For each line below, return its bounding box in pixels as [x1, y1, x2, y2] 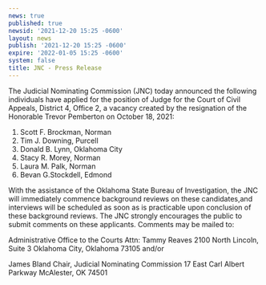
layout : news [8, 34, 52, 43]
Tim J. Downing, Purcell [19, 136, 99, 145]
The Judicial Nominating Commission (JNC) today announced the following [8, 86, 257, 96]
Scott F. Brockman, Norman [19, 127, 112, 136]
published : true [8, 19, 62, 27]
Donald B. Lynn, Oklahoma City [19, 144, 123, 153]
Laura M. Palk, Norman [19, 161, 96, 171]
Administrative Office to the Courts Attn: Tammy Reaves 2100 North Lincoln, [8, 234, 259, 245]
